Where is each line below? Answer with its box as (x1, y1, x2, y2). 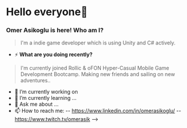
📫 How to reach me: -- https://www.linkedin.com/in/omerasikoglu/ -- (14, 108, 182, 115)
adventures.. (20, 77, 51, 84)
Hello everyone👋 (6, 5, 88, 19)
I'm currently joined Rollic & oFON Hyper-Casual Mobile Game (20, 64, 170, 72)
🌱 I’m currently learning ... (14, 95, 77, 102)
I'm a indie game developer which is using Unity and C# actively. (20, 39, 176, 46)
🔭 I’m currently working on (14, 88, 78, 95)
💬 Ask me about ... (14, 101, 59, 108)
